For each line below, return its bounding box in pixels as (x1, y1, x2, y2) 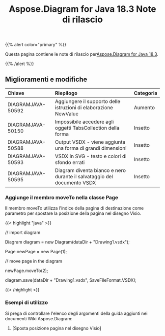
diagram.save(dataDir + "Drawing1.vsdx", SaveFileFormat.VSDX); (5, 277, 137, 283)
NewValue (55, 110, 79, 117)
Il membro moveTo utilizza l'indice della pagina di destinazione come (5, 205, 144, 211)
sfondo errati (55, 159, 85, 166)
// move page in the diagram (5, 258, 62, 264)
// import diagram (5, 230, 41, 235)
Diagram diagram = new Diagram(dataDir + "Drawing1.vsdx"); (5, 239, 130, 245)
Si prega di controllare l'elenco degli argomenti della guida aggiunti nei (5, 310, 148, 316)
